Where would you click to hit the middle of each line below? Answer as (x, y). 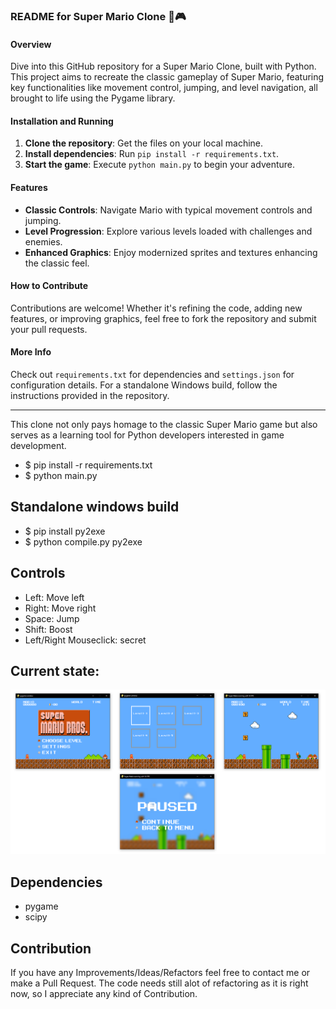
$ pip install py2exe (65, 531)
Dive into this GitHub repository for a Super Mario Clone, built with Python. (163, 66)
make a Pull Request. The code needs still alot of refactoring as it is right (159, 983)
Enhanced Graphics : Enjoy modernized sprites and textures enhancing (171, 252)
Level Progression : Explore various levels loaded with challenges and (168, 231)
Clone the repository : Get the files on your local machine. (144, 143)
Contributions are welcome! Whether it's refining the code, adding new (156, 308)
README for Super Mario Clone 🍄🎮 (98, 16)
